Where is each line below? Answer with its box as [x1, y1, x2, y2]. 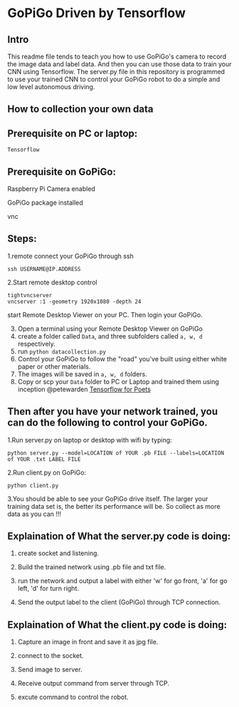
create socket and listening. [17, 549, 100, 557]
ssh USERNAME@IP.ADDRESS [7, 265, 81, 272]
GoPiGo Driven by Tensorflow [7, 5, 186, 21]
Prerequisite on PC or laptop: [7, 127, 138, 140]
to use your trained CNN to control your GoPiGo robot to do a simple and [7, 75, 221, 83]
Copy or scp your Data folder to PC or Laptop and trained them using [17, 377, 219, 386]
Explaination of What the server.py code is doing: [7, 530, 231, 542]
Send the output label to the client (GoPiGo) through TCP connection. [17, 598, 221, 607]
